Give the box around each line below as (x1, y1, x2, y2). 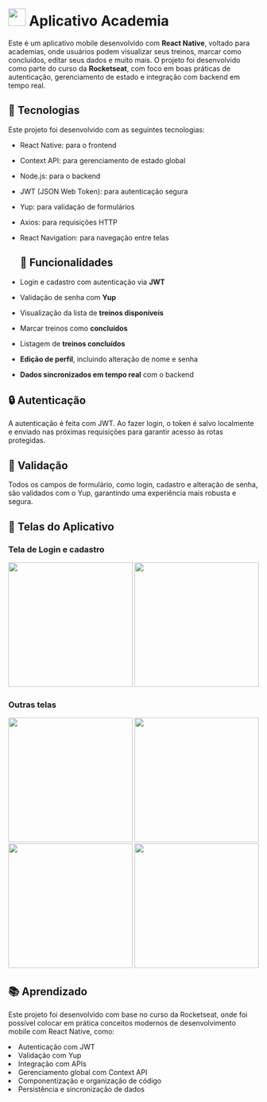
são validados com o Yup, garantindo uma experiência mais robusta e (8, 488, 237, 498)
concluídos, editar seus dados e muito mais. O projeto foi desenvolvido (8, 55, 241, 64)
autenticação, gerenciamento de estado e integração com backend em (8, 72, 241, 81)
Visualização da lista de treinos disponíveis (19, 307, 164, 318)
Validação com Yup (18, 1050, 82, 1060)
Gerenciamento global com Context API (18, 1067, 148, 1077)
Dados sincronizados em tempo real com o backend (19, 369, 195, 379)
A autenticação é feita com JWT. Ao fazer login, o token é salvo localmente (8, 419, 254, 428)
